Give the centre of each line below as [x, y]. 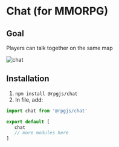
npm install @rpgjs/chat [46, 94]
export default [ [28, 122]
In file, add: [29, 100]
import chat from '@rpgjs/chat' [47, 111]
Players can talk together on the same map [59, 48]
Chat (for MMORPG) [57, 11]
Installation [28, 79]
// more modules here [41, 133]
